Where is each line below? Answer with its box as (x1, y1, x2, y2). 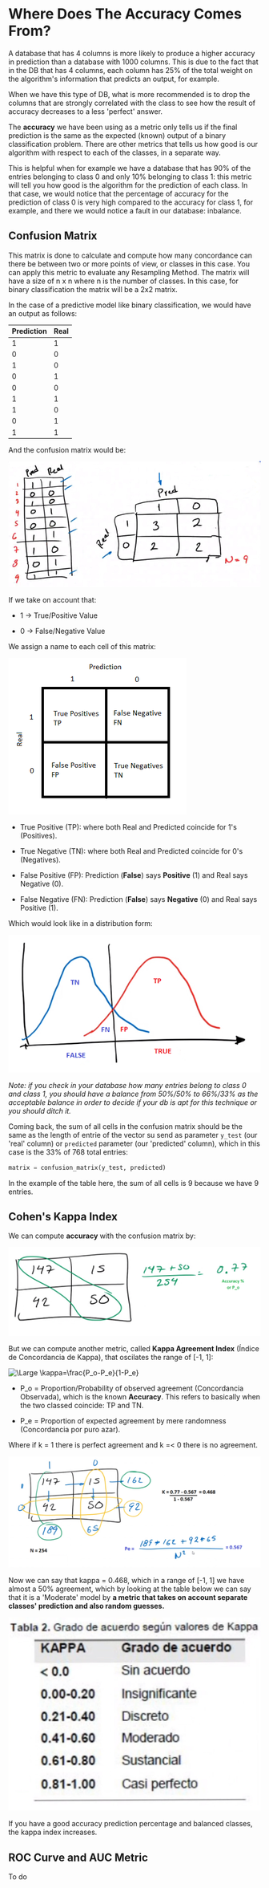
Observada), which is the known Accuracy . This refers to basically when (19, 1392, 261, 1402)
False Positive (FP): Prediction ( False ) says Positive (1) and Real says (19, 871, 248, 880)
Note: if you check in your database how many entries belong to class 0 (8, 1080, 247, 1090)
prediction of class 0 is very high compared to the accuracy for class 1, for (8, 197, 254, 207)
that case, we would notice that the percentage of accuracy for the (8, 189, 229, 198)
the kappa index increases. (8, 1827, 98, 1837)
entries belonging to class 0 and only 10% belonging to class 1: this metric (8, 172, 252, 181)
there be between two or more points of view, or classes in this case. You (8, 258, 251, 269)
